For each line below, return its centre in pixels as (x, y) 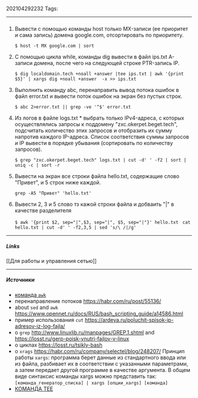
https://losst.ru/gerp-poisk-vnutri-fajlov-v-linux (72, 338)
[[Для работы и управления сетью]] (52, 261)
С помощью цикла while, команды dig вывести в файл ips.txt (91, 57)
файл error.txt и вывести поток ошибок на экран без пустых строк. (98, 96)
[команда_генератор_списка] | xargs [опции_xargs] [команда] (91, 383)
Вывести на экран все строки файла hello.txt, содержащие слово (97, 176)
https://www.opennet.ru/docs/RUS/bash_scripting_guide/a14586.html (99, 313)
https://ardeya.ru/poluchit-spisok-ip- (129, 320)
